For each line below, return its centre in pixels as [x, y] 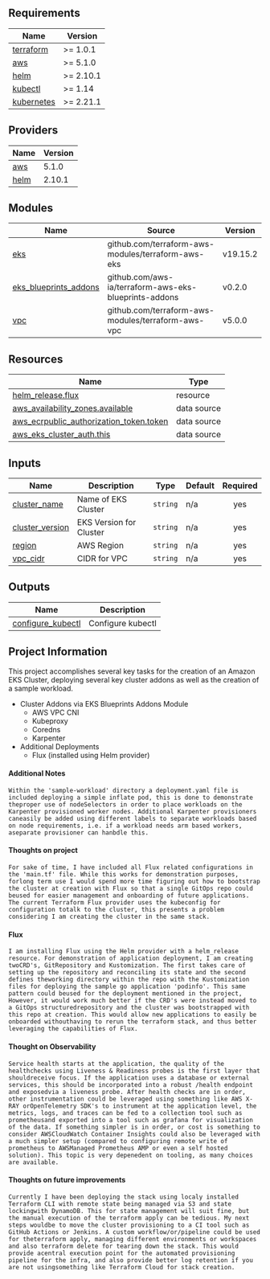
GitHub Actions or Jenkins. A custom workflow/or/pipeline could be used [135, 1232]
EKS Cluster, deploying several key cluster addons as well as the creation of [134, 679]
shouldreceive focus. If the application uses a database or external [129, 1078]
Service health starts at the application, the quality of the [117, 1064]
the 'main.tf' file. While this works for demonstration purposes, [124, 875]
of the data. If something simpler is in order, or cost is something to [135, 1127]
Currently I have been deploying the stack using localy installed [124, 1197]
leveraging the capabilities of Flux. [73, 1029]
